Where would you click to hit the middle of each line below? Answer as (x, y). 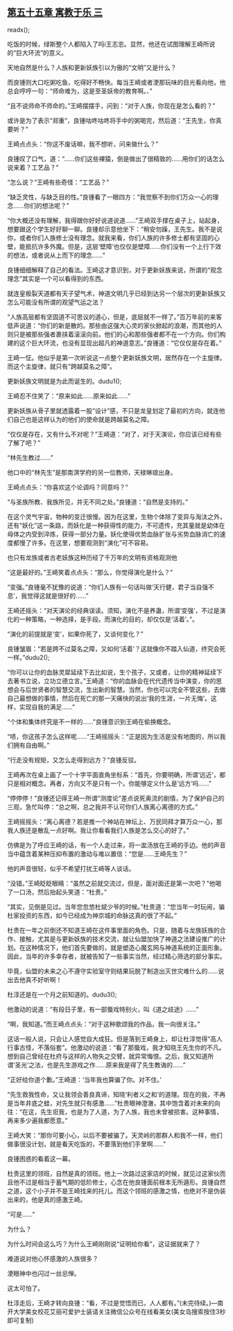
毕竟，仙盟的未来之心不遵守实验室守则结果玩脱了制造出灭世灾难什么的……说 (116, 971)
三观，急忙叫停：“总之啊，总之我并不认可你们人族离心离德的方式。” (103, 807)
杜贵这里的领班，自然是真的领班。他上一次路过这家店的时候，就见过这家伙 (113, 1173)
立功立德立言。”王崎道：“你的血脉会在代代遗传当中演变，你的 (130, 680)
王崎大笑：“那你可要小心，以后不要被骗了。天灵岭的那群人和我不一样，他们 (115, 1135)
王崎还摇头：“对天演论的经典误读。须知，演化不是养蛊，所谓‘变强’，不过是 (113, 610)
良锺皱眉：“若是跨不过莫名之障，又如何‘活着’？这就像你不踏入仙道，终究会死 (116, 648)
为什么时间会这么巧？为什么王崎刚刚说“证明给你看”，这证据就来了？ (104, 1243)
